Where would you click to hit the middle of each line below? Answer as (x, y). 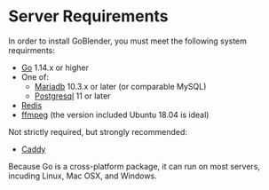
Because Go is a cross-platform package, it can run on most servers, (134, 166)
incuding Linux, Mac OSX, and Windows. (83, 176)
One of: (35, 76)
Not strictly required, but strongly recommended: (98, 131)
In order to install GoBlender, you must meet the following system (128, 41)
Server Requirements (89, 16)
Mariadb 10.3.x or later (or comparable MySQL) (120, 86)
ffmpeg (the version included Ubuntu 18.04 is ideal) (115, 115)
